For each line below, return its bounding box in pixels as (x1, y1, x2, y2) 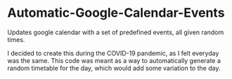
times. (7, 35, 25, 43)
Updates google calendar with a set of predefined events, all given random (7, 28, 224, 36)
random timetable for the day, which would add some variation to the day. (7, 64, 221, 72)
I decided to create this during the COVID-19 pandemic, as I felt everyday (7, 49, 219, 57)
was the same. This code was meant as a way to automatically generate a (7, 56, 221, 64)
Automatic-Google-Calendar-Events (7, 5, 225, 21)
